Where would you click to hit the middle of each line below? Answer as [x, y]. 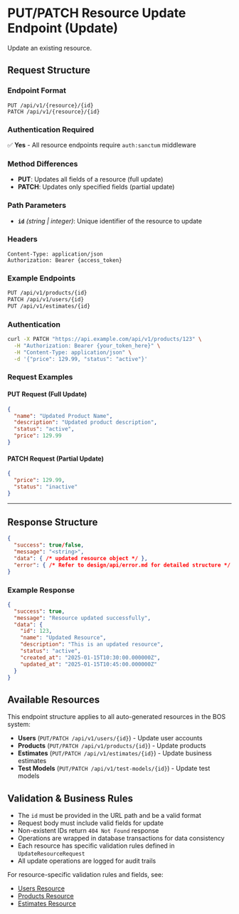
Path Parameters [37, 206]
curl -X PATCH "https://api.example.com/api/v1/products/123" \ [105, 340]
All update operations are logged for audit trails [87, 861]
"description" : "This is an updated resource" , [92, 645]
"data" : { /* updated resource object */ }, [81, 559]
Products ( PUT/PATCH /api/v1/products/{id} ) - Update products [112, 746]
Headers [22, 239]
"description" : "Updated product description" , [86, 422]
